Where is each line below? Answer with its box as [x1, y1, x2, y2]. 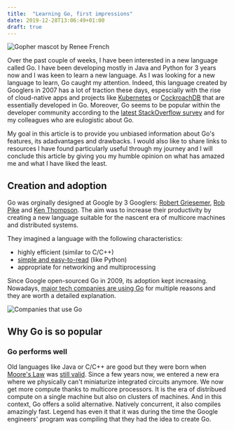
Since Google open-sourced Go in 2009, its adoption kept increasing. [7, 277, 208, 285]
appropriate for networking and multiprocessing [17, 263, 156, 271]
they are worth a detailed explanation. [7, 292, 117, 300]
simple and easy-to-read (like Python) [17, 256, 128, 264]
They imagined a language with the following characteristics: [7, 235, 183, 243]
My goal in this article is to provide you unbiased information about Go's [7, 129, 215, 138]
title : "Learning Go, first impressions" [7, 10, 133, 18]
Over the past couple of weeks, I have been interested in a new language [7, 56, 219, 65]
